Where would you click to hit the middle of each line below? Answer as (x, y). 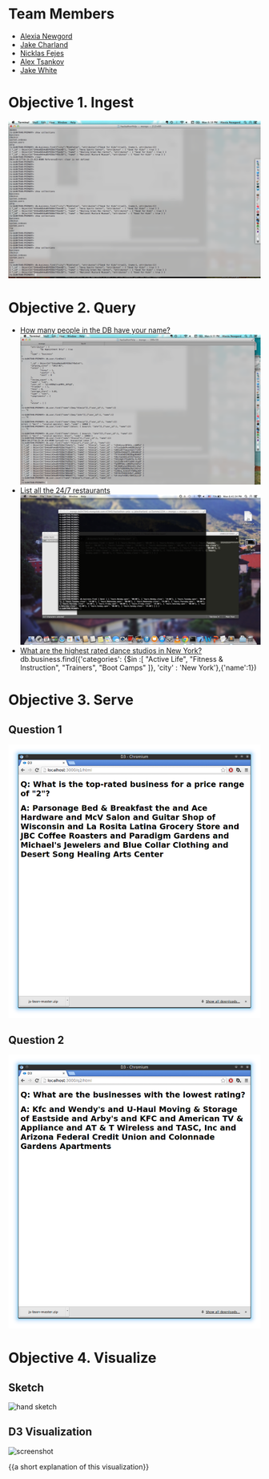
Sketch (26, 1387)
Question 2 (36, 1040)
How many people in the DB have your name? (95, 330)
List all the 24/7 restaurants (65, 490)
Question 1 (35, 729)
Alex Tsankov (42, 62)
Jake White (38, 70)
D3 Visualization (50, 1432)
